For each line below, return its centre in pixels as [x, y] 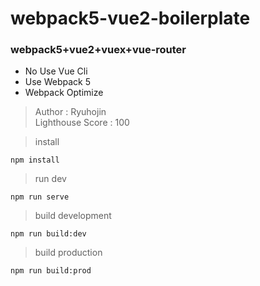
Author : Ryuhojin [70, 112]
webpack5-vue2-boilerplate [130, 18]
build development [73, 216]
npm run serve [40, 197]
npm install [35, 160]
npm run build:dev [48, 234]
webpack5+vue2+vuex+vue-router [98, 50]
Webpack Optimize [64, 93]
